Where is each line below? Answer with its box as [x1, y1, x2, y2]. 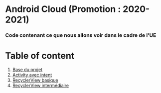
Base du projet [12, 67, 43, 73]
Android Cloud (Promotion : [5, 3, 121, 15]
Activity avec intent [12, 72, 52, 78]
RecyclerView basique [12, 77, 58, 83]
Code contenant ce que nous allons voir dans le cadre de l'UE [5, 32, 157, 39]
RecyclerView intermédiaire [12, 83, 69, 89]
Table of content [5, 50, 75, 62]
